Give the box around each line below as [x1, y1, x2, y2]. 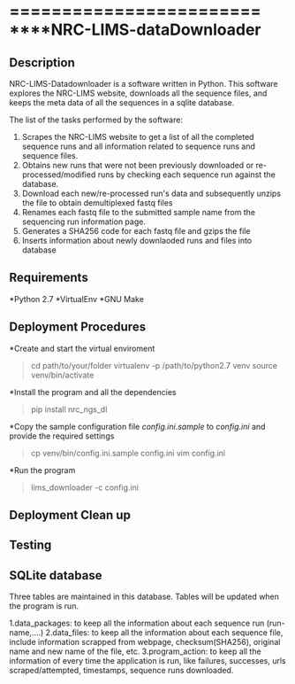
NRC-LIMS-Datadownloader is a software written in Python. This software [9, 79, 278, 89]
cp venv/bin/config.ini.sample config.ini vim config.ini [30, 447, 226, 458]
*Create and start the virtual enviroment [9, 343, 155, 354]
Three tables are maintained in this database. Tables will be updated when [9, 591, 280, 602]
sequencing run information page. [21, 216, 146, 227]
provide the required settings [9, 431, 115, 441]
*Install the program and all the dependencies [9, 386, 177, 397]
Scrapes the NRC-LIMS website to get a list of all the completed [21, 132, 254, 142]
